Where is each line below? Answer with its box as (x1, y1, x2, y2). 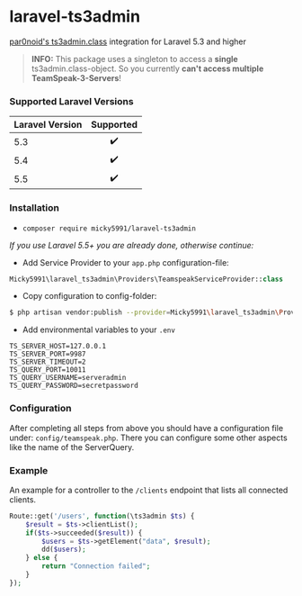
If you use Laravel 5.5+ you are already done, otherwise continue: (9, 239, 254, 250)
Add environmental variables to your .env (22, 324, 175, 335)
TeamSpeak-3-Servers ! (31, 72, 121, 83)
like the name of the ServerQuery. (9, 441, 135, 452)
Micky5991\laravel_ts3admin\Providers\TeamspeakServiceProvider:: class (9, 275, 283, 284)
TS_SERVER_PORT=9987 (9, 349, 87, 359)
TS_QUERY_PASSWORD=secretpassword (9, 381, 139, 391)
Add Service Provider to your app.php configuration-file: (22, 257, 229, 267)
